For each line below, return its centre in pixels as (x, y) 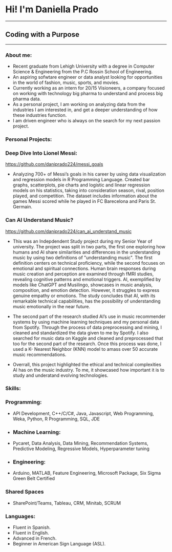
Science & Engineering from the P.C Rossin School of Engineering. (82, 72)
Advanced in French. (35, 538)
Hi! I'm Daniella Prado (52, 9)
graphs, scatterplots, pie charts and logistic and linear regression (81, 185)
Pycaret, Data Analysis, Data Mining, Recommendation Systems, (80, 443)
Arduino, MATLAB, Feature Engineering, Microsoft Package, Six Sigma (87, 473)
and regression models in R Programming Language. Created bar (81, 180)
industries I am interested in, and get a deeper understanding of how (85, 110)
